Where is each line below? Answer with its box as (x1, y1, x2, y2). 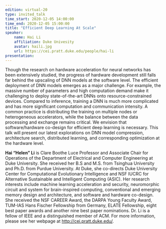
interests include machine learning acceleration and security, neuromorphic (5, 182, 160, 187)
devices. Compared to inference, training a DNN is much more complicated (5, 98, 159, 104)
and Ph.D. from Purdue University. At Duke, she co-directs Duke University (5, 166, 158, 172)
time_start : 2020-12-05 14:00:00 (5, 16, 74, 21)
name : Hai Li (14, 35, 41, 40)
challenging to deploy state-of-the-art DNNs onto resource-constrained (5, 93, 152, 99)
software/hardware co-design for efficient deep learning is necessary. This (5, 125, 159, 131)
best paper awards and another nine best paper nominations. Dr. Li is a (5, 208, 150, 214)
